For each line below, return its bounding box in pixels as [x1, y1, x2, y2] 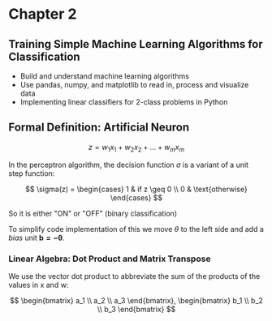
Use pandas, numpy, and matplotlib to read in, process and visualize [19, 80, 249, 89]
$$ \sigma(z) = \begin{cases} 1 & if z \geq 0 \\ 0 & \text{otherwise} [25, 184, 248, 194]
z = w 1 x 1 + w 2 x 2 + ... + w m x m [88, 142, 185, 154]
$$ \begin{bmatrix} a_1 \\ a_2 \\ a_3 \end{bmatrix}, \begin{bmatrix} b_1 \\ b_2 [9, 295, 264, 305]
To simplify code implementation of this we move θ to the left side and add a [8, 224, 264, 233]
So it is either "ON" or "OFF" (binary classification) [8, 208, 178, 218]
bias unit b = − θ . [8, 233, 65, 242]
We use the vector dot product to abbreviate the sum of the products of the [8, 271, 261, 280]
